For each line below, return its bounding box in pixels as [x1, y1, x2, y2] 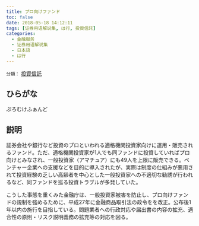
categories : [6, 31, 36, 37]
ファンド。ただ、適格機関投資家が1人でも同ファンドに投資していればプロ [11, 149, 190, 156]
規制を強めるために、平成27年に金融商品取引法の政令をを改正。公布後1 [16, 199, 191, 206]
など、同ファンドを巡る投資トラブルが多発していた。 [11, 179, 141, 186]
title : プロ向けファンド [6, 8, 61, 15]
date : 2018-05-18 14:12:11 [6, 20, 73, 26]
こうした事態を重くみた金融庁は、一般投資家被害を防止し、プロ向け [6, 191, 173, 199]
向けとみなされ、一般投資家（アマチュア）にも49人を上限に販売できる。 [6, 157, 185, 164]
